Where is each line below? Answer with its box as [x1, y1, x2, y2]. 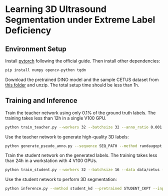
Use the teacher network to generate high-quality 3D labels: [5, 133, 129, 139]
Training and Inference [5, 96, 77, 105]
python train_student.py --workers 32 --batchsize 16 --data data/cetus [5, 167, 160, 172]
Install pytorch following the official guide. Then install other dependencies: [5, 58, 160, 63]
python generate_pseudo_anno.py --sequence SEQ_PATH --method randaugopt [5, 143, 162, 148]
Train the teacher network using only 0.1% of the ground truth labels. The [5, 109, 156, 115]
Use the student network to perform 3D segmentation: [5, 176, 117, 182]
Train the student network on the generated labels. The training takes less [5, 152, 157, 158]
